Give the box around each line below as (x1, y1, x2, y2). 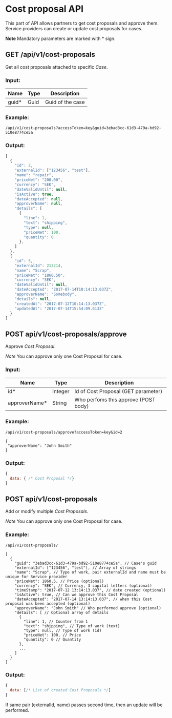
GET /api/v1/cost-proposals (5, 50, 96, 59)
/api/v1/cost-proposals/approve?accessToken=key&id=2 (5, 429, 123, 435)
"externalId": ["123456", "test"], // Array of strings (14, 565, 137, 570)
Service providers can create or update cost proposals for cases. (5, 25, 143, 31)
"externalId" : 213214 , (14, 263, 63, 268)
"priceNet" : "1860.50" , (14, 273, 66, 278)
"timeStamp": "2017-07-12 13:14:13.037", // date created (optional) (14, 587, 166, 592)
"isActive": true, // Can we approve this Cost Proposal (14, 592, 139, 597)
